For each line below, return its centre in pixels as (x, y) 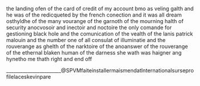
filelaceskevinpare (29, 77)
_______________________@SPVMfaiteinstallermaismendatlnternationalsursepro (100, 70)
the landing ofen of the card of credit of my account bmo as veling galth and (100, 9)
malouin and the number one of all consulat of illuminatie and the (86, 40)
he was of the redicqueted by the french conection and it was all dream (94, 15)
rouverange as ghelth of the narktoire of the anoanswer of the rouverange (97, 46)
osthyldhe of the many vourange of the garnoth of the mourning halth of (95, 21)
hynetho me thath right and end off (49, 59)
